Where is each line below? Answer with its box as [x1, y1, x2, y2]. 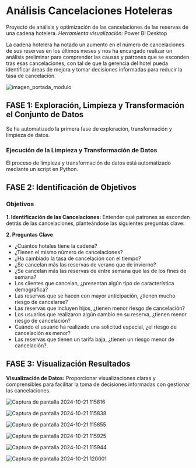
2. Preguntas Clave [6, 231, 54, 238]
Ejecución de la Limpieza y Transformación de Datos [6, 146, 157, 154]
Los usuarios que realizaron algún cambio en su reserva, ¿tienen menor [14, 310, 187, 317]
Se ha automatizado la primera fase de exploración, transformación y [6, 125, 172, 132]
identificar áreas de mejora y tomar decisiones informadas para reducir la [6, 66, 183, 73]
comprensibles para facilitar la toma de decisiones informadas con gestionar [6, 381, 190, 388]
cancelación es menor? [14, 329, 71, 336]
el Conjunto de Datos [6, 110, 84, 119]
